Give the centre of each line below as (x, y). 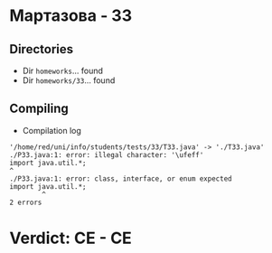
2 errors (26, 202)
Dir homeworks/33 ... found (69, 80)
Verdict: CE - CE (71, 238)
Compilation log (52, 130)
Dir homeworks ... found (63, 70)
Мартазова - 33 (71, 16)
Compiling (39, 109)
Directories (42, 49)
